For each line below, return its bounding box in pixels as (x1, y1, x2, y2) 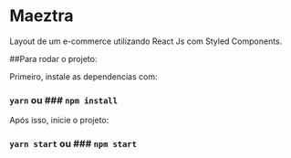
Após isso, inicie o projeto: (9, 115, 109, 126)
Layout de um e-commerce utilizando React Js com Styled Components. (9, 36, 283, 47)
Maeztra (9, 5, 75, 26)
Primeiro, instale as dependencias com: (9, 70, 158, 82)
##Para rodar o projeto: (9, 53, 98, 64)
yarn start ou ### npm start (9, 138, 137, 151)
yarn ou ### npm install (9, 93, 119, 106)
